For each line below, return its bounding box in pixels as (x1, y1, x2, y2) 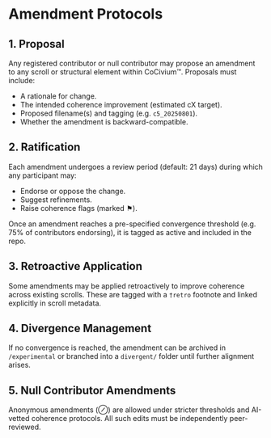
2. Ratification (8, 141, 81, 154)
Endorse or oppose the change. (19, 186, 126, 196)
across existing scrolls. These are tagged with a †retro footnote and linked (8, 289, 257, 299)
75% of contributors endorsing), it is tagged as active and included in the (8, 227, 252, 237)
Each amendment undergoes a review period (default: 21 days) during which (8, 162, 263, 171)
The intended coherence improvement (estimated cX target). (19, 100, 222, 109)
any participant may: (8, 171, 77, 180)
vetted (8, 414, 30, 423)
